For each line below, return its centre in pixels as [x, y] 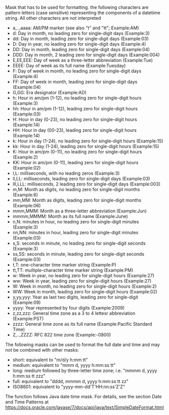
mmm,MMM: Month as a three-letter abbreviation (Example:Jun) [79, 211]
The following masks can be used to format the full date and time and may [83, 345]
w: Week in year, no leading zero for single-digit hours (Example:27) [83, 275]
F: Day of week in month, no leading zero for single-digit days [77, 71]
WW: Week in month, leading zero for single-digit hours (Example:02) [85, 292]
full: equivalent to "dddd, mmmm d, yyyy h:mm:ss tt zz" [71, 381]
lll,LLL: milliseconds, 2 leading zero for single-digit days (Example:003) [87, 184]
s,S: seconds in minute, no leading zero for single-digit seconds [79, 243]
